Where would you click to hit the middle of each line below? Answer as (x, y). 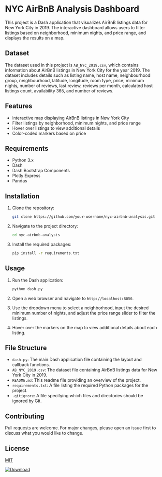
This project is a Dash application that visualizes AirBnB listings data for (76, 22)
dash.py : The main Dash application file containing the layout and (77, 360)
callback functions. (31, 365)
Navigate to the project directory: (45, 226)
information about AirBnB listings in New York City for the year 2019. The (77, 70)
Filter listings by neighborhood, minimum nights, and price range (76, 123)
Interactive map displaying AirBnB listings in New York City (71, 118)
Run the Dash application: (38, 280)
